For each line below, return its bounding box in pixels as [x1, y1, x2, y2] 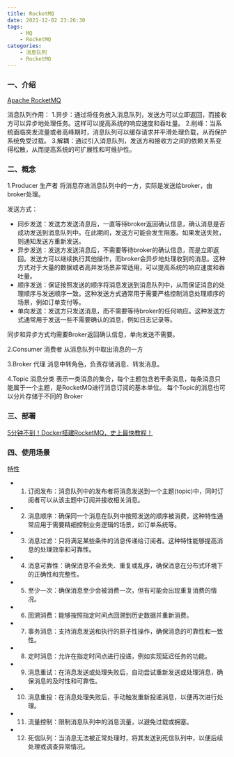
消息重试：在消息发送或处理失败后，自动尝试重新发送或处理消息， [27, 668, 217, 676]
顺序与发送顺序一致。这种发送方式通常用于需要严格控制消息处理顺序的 [23, 290, 225, 298]
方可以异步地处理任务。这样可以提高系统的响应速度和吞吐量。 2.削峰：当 [7, 119, 216, 127]
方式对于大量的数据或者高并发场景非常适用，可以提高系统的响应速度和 [17, 263, 219, 272]
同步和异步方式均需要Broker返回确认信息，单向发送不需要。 [7, 330, 179, 338]
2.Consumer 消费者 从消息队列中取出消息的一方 [7, 345, 144, 354]
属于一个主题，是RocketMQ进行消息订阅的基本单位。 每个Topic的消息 [13, 384, 214, 392]
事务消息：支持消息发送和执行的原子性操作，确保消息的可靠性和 [27, 627, 211, 635]
